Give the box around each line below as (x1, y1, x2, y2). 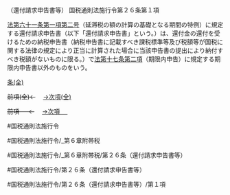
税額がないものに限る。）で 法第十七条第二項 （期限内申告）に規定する (19, 55, 215, 63)
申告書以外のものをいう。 (19, 64, 91, 71)
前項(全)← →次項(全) (7, 93, 72, 101)
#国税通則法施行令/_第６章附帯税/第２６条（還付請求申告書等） (7, 151, 187, 159)
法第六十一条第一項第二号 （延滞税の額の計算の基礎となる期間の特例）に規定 (7, 21, 224, 29)
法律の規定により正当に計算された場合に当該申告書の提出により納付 (25, 47, 218, 54)
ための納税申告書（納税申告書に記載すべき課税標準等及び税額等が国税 (19, 38, 218, 46)
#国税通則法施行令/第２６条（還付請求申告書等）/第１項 (7, 181, 166, 188)
